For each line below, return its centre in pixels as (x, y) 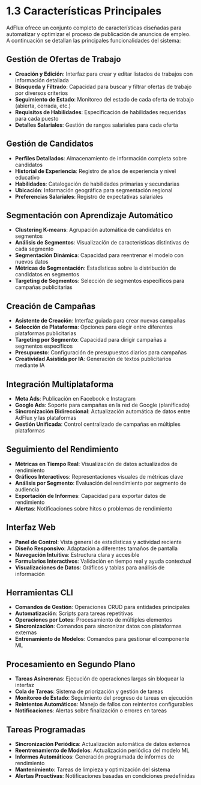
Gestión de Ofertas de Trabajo (64, 59)
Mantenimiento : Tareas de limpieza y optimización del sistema (93, 769)
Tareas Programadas (46, 729)
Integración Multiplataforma (60, 384)
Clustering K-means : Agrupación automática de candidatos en (93, 230)
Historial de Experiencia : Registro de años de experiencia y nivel (95, 171)
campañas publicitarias (44, 287)
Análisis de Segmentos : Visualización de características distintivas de (102, 243)
